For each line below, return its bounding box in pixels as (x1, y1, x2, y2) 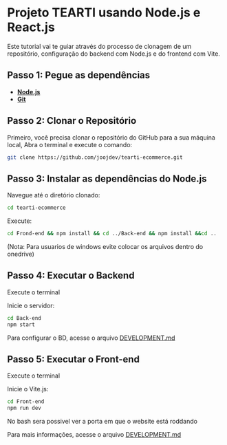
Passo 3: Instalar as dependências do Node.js (7, 173, 208, 184)
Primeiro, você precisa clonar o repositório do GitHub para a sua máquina (7, 133, 215, 142)
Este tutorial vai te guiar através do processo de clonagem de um (7, 42, 192, 50)
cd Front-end (7, 398, 45, 405)
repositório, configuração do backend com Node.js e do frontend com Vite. (7, 50, 220, 58)
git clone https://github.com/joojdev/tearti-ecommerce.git (7, 153, 184, 161)
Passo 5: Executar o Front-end (7, 353, 140, 365)
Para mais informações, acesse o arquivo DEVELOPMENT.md (7, 431, 182, 439)
